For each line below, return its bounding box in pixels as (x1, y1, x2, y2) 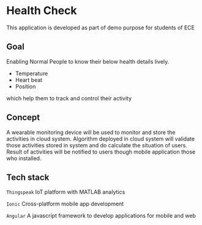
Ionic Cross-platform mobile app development (6, 200, 124, 208)
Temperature (15, 70, 48, 77)
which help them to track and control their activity (6, 94, 132, 101)
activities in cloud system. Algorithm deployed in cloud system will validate (6, 135, 195, 142)
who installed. (6, 154, 42, 162)
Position (15, 83, 36, 90)
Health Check (6, 4, 78, 18)
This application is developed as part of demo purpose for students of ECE (6, 24, 195, 31)
